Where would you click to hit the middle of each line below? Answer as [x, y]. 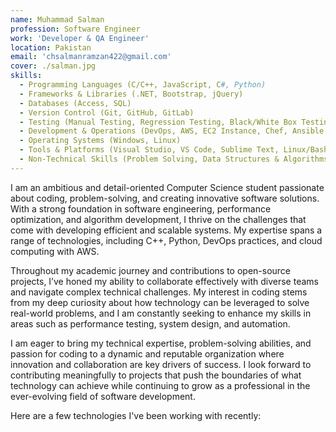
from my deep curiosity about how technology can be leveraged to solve [160, 302]
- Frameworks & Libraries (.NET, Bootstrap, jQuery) [131, 94]
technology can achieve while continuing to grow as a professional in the [160, 385]
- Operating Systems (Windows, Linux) [100, 141]
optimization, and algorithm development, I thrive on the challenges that [158, 219]
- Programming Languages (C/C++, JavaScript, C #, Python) [143, 85]
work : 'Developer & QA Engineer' [80, 38]
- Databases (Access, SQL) [75, 103]
